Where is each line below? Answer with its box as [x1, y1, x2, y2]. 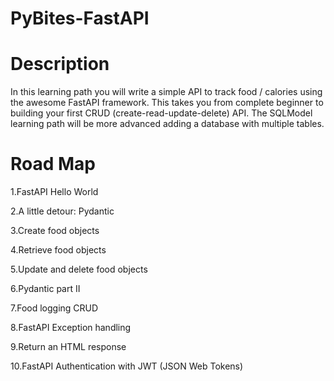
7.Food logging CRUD [10, 302, 99, 314]
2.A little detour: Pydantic [10, 205, 115, 217]
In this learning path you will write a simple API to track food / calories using [10, 86, 323, 98]
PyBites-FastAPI [10, 7, 150, 30]
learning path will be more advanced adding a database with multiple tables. [10, 118, 325, 130]
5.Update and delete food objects [10, 263, 148, 276]
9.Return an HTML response [10, 341, 127, 353]
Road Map [10, 153, 97, 176]
